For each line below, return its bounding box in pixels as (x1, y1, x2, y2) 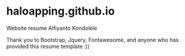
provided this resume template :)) (6, 43, 90, 50)
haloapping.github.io (6, 4, 115, 18)
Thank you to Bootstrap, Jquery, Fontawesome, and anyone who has (6, 36, 179, 43)
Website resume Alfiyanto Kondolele (6, 24, 97, 32)
